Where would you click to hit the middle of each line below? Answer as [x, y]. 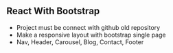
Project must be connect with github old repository [88, 27]
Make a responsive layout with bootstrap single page [91, 35]
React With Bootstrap [53, 11]
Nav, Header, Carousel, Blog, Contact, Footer [80, 42]
